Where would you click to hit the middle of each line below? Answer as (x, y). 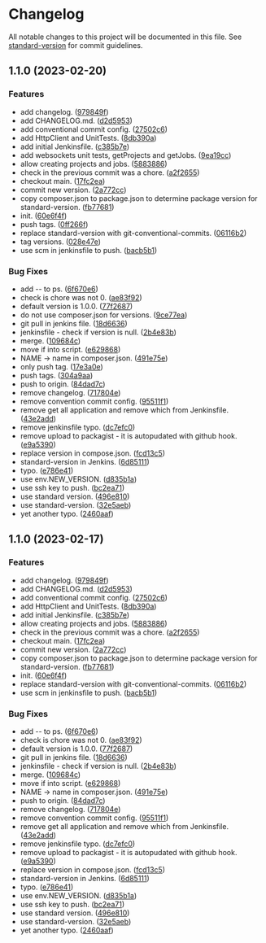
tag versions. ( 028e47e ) (61, 242)
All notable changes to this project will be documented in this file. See (125, 37)
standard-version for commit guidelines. (76, 45)
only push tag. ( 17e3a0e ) (61, 366)
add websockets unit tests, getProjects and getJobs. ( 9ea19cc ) (126, 155)
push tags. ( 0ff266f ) (54, 224)
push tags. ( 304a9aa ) (57, 375)
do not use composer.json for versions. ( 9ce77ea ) (104, 315)
